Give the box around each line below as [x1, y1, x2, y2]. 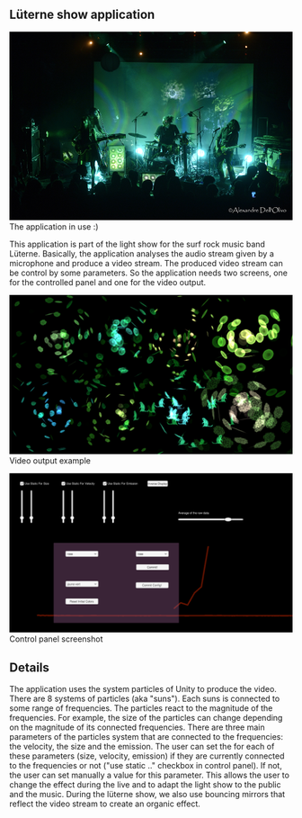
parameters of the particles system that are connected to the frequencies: [9, 732, 283, 742]
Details [9, 660, 49, 675]
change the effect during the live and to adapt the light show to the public [9, 779, 281, 790]
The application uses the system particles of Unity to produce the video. [9, 684, 277, 695]
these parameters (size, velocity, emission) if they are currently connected [9, 751, 285, 761]
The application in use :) [9, 221, 99, 232]
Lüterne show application [9, 7, 155, 22]
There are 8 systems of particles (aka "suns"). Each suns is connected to [9, 693, 280, 705]
